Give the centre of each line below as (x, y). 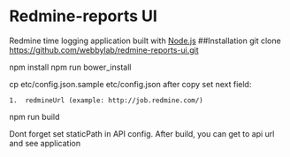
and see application (45, 143)
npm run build (34, 116)
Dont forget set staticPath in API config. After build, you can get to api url (142, 133)
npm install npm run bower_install (70, 67)
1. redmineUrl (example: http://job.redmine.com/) (106, 100)
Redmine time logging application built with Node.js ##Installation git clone (145, 41)
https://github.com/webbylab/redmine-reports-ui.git (104, 49)
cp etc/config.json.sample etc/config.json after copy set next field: (130, 84)
